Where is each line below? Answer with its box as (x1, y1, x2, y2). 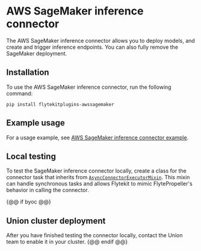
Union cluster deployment (6, 215, 106, 226)
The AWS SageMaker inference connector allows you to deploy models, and (6, 37, 196, 44)
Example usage (6, 118, 65, 128)
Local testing (6, 151, 56, 161)
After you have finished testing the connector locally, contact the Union (6, 232, 183, 239)
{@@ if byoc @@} (6, 198, 51, 206)
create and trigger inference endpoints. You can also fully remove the (6, 43, 179, 51)
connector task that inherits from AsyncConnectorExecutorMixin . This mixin (6, 174, 190, 181)
